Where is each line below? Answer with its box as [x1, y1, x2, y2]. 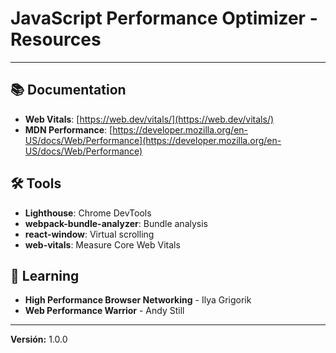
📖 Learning [10, 267, 80, 284]
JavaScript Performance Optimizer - [10, 7, 318, 30]
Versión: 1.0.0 [10, 333, 68, 346]
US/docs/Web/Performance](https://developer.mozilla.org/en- [24, 134, 282, 146]
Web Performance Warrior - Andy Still [24, 305, 185, 317]
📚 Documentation [10, 82, 127, 99]
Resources [10, 28, 102, 51]
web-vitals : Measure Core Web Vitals [24, 238, 181, 251]
